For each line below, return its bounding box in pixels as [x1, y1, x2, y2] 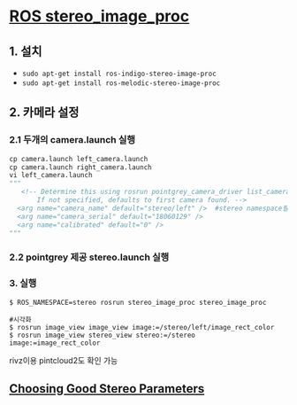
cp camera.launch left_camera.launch [9, 154, 148, 163]
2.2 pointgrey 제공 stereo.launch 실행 [9, 251, 170, 263]
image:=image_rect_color [9, 339, 101, 347]
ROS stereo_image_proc [9, 6, 190, 27]
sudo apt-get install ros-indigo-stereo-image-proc [21, 69, 217, 78]
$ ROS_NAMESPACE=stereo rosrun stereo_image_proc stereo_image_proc [9, 298, 267, 307]
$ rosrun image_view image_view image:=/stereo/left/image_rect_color [9, 323, 275, 331]
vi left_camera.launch [9, 171, 93, 180]
